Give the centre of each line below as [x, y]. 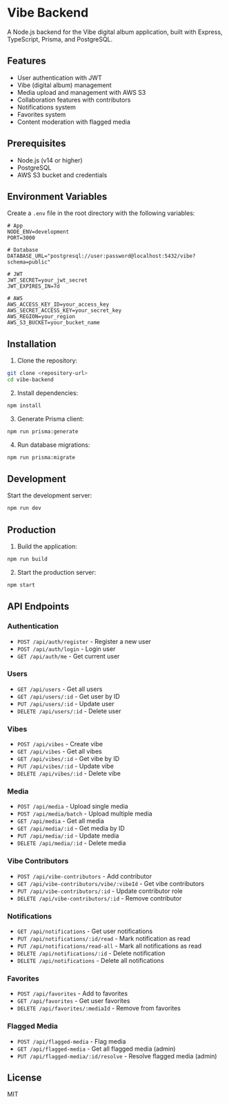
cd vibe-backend [30, 380]
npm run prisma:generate [43, 431]
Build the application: [47, 546]
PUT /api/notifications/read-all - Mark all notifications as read [109, 946]
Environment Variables [57, 196]
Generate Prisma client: [50, 418]
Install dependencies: [48, 393]
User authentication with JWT [59, 77]
